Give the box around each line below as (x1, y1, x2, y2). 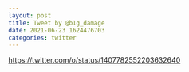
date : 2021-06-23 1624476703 (8, 26, 105, 34)
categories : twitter (8, 33, 77, 42)
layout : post (8, 11, 52, 20)
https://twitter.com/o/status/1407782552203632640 (8, 55, 181, 65)
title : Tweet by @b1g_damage (8, 19, 105, 27)
